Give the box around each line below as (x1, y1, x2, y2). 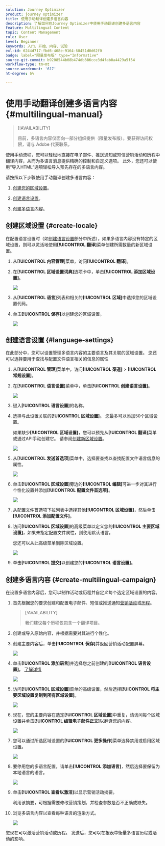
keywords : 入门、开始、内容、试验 (5, 44, 68, 49)
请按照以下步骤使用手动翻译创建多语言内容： (5, 174, 96, 180)
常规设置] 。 (12, 373, 36, 379)
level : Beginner (5, 39, 39, 44)
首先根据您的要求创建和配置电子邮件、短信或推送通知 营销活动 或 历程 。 (12, 600, 155, 606)
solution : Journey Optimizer (5, 7, 65, 12)
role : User (5, 35, 28, 40)
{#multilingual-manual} (5, 109, 103, 120)
